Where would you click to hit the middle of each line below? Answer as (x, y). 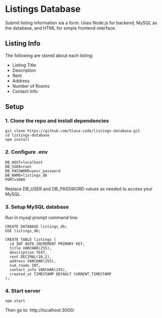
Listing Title (24, 65)
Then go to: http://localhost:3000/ (40, 310)
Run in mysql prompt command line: (42, 218)
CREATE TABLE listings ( (31, 240)
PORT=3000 (15, 179)
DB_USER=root (19, 166)
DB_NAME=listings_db (26, 175)
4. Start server (23, 291)
